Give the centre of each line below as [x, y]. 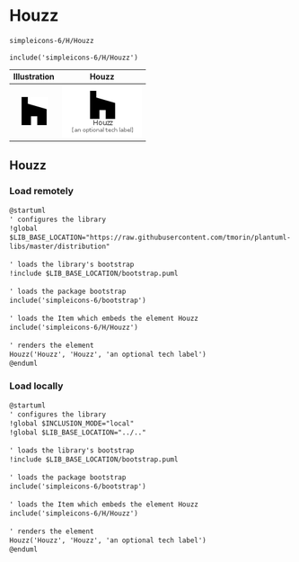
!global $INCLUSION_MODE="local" [72, 424]
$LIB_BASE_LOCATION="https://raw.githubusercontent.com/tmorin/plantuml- [150, 237]
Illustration [34, 76]
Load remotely [42, 191]
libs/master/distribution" [60, 246]
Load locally [36, 386]
